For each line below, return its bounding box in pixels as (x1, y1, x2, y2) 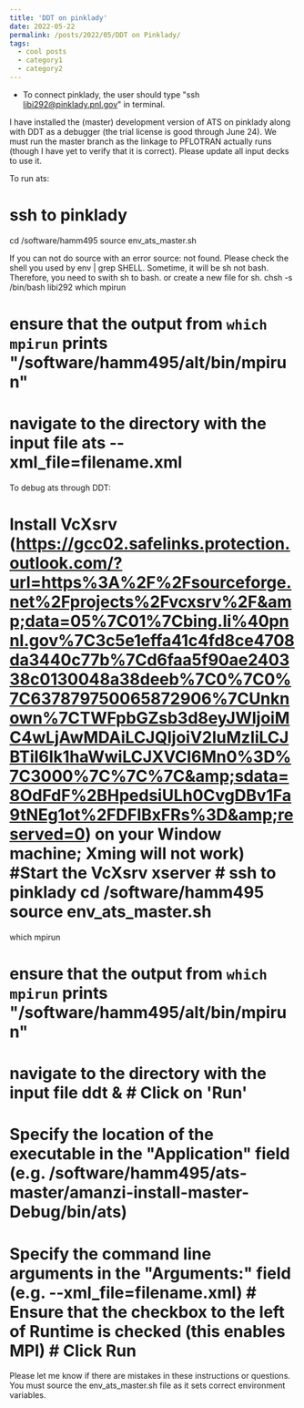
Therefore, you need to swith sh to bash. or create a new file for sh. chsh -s (9, 272, 293, 283)
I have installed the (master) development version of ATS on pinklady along (9, 116, 291, 128)
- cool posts (17, 47, 67, 57)
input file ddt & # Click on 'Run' (9, 1083, 248, 1104)
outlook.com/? (9, 553, 123, 574)
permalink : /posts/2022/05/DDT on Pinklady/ (9, 30, 181, 39)
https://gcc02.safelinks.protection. (15, 534, 291, 554)
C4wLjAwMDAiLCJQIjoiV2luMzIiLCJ (9, 727, 289, 748)
